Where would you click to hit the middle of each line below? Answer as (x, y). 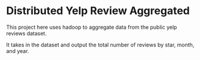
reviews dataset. (26, 33)
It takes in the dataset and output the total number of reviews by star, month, (100, 45)
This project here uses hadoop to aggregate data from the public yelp (92, 27)
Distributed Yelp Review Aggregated (98, 11)
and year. (18, 51)
